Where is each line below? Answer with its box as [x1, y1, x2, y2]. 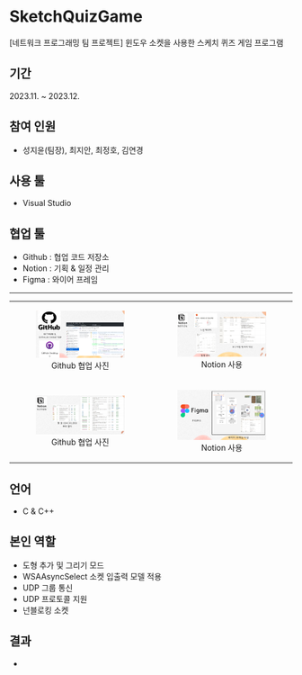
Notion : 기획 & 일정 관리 [22, 263, 110, 274]
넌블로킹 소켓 [22, 605, 69, 616]
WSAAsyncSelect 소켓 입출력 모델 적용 [22, 571, 162, 581]
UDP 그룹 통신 [22, 582, 74, 593]
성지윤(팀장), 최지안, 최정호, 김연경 [22, 144, 144, 155]
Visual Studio [22, 198, 72, 209]
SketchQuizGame [9, 6, 143, 27]
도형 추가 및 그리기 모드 [22, 560, 105, 571]
